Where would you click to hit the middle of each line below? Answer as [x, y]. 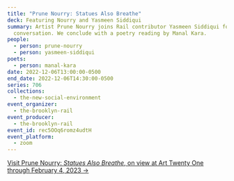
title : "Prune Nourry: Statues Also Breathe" [74, 14]
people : [18, 40]
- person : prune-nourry [48, 46]
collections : [26, 91]
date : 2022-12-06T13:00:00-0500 [54, 72]
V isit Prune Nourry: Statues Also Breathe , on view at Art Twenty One [106, 163]
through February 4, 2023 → [48, 171]
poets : [17, 59]
